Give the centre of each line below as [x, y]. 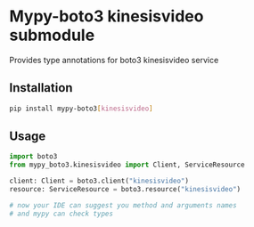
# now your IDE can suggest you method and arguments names [123, 205]
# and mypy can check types [61, 214]
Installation [41, 88]
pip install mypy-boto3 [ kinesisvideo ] [81, 109]
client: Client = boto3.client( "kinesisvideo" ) [99, 181]
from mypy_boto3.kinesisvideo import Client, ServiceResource [127, 165]
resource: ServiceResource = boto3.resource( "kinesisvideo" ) [125, 190]
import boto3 [33, 157]
